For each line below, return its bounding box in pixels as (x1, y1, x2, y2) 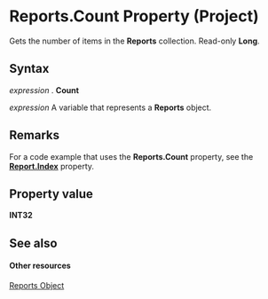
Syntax (9, 61, 50, 76)
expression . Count (9, 84, 80, 95)
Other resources (9, 260, 71, 271)
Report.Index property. (9, 161, 95, 171)
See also (9, 235, 58, 250)
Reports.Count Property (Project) (9, 6, 259, 27)
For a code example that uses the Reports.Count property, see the (9, 151, 254, 161)
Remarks (9, 128, 60, 143)
